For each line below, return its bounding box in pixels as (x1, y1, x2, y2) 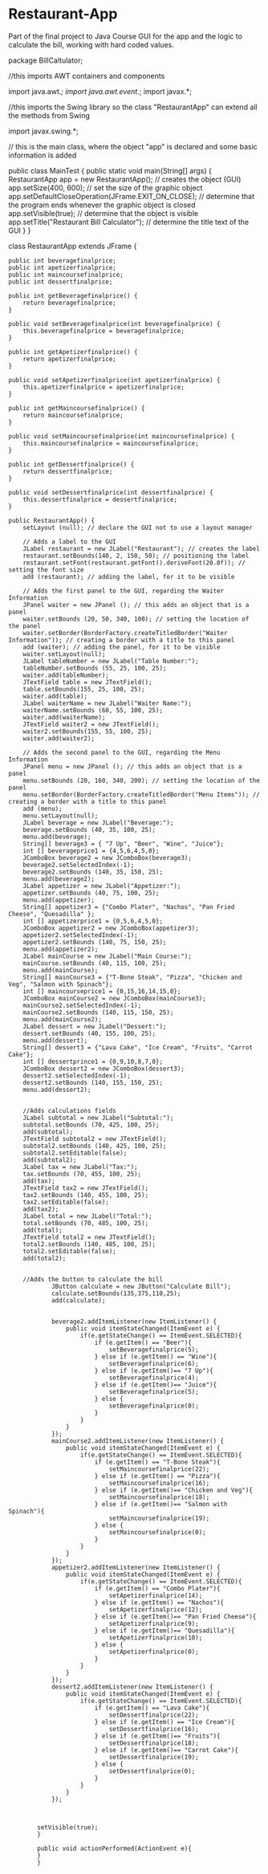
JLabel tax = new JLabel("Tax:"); (22, 1163, 138, 1171)
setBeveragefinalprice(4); (108, 1374, 199, 1382)
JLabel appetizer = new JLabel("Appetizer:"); (22, 882, 181, 890)
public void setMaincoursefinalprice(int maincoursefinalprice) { (8, 432, 235, 440)
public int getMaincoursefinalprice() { (8, 404, 146, 412)
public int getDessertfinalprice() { (8, 460, 135, 468)
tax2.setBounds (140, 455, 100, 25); (22, 1191, 149, 1199)
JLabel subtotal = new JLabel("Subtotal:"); (22, 1114, 174, 1122)
